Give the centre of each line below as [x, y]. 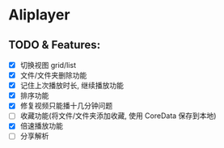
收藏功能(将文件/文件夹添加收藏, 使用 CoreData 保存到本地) [118, 116]
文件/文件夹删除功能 [53, 75]
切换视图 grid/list [48, 65]
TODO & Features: [55, 45]
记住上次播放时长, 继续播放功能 [72, 86]
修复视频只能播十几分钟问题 [66, 106]
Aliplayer [39, 15]
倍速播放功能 [41, 126]
